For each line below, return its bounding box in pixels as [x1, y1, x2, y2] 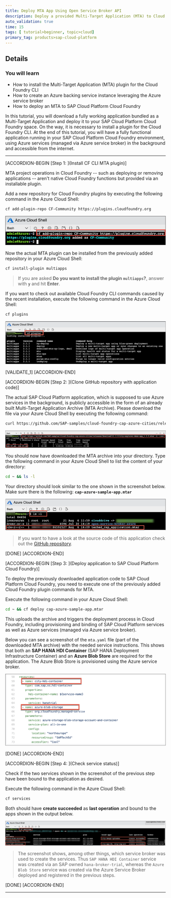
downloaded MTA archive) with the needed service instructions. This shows [5, 642, 164, 649]
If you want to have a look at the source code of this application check [17, 535, 165, 542]
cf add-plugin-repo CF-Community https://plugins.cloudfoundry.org [5, 206, 152, 211]
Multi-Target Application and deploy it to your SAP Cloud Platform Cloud [5, 118, 157, 124]
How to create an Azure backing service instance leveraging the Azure [12, 92, 161, 98]
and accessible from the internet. [5, 145, 75, 151]
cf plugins [5, 312, 28, 317]
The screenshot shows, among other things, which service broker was [17, 850, 166, 856]
